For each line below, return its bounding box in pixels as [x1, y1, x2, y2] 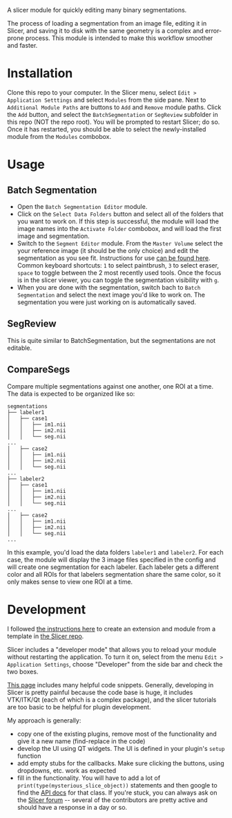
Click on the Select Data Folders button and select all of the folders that [17, 210, 224, 218]
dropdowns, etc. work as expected [17, 766, 117, 774]
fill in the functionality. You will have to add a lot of [17, 774, 161, 782]
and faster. [7, 41, 38, 49]
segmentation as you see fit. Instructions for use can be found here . [17, 254, 211, 262]
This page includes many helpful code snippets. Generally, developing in [7, 680, 214, 689]
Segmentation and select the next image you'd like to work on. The [17, 290, 206, 299]
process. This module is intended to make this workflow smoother [25, 34, 213, 42]
